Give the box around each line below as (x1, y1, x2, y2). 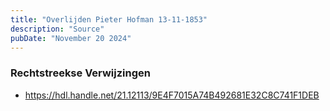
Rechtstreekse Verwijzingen (10, 66, 151, 80)
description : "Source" (10, 24, 105, 34)
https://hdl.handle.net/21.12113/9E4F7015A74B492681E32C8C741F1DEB (24, 89, 320, 101)
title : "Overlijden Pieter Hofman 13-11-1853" (10, 14, 208, 25)
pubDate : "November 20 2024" (10, 33, 132, 43)
